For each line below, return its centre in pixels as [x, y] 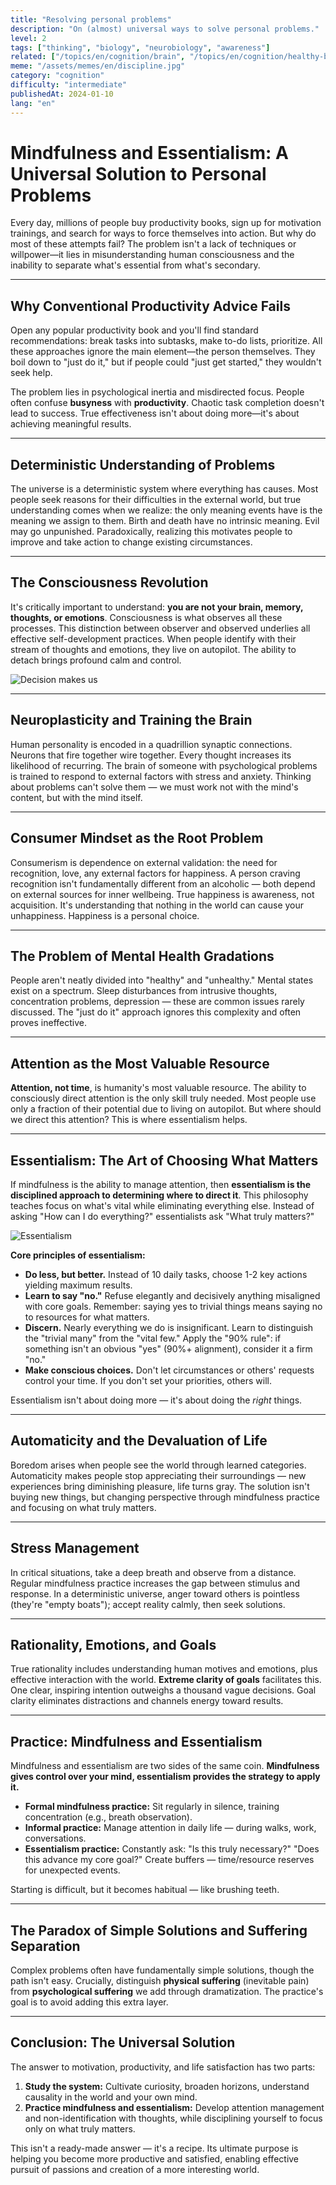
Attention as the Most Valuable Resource [140, 1063]
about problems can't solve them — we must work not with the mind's [154, 787]
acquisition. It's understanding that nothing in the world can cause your [157, 905]
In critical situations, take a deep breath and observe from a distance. [153, 1572]
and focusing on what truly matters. [83, 1507]
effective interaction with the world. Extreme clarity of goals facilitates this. [166, 1680]
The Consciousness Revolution [109, 582]
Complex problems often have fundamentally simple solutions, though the [162, 1970]
